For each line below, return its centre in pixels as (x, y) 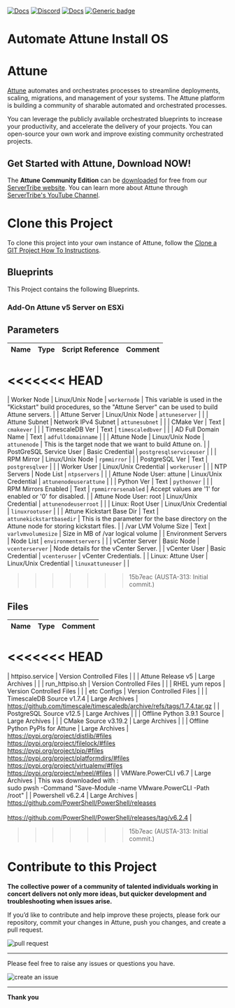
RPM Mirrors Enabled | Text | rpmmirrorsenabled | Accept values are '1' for (114, 489)
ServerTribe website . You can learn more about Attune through (98, 187)
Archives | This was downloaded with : (63, 780)
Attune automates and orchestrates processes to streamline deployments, (114, 90)
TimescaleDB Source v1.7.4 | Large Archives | (73, 699)
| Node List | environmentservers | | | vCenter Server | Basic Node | (104, 541)
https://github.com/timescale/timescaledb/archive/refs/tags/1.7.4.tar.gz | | (114, 706)
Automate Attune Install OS (88, 39)
